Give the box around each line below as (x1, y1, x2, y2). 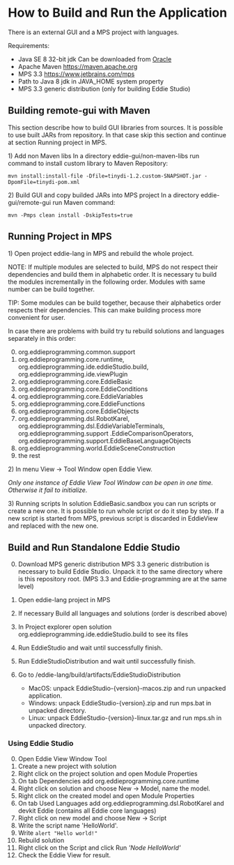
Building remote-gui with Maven (8, 105, 150, 116)
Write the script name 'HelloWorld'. (17, 821, 118, 829)
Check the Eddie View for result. (17, 850, 111, 859)
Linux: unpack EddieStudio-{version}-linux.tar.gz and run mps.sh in (28, 714, 222, 722)
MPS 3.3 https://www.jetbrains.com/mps (17, 70, 135, 78)
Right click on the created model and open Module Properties (17, 791, 195, 799)
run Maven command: (52, 198, 116, 206)
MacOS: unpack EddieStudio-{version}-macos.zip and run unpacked (28, 684, 226, 693)
